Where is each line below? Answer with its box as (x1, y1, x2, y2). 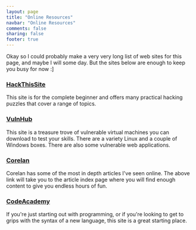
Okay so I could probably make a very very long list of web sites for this (6, 53, 182, 60)
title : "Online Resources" (6, 14, 73, 20)
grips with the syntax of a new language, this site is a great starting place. (6, 217, 188, 224)
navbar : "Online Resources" (6, 20, 76, 26)
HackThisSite (6, 80, 46, 88)
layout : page (6, 8, 39, 15)
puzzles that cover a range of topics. (6, 100, 97, 107)
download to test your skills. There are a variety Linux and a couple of (6, 135, 178, 142)
